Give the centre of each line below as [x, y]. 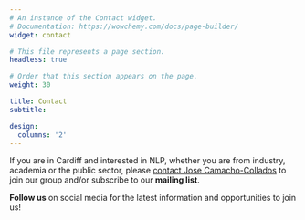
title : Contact [38, 101]
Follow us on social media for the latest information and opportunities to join [153, 198]
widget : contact [40, 35]
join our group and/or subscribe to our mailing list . [105, 180]
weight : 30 [30, 85]
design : [24, 126]
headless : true [38, 60]
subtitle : [28, 110]
